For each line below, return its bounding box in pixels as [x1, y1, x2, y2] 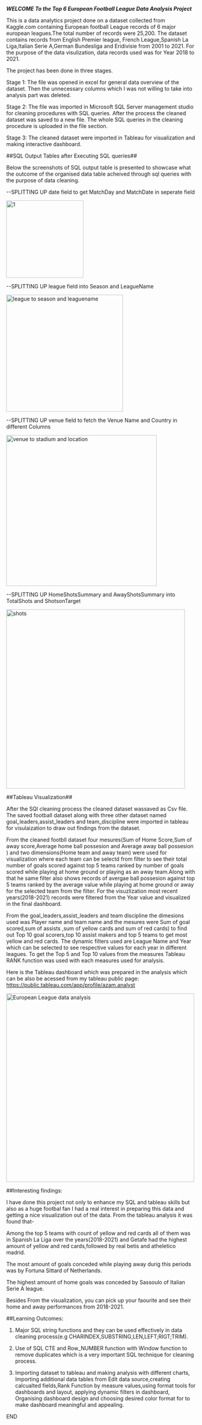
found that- [6, 1218, 34, 1225]
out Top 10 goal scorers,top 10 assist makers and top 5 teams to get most [6, 931, 188, 938]
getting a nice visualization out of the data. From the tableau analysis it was [6, 1211, 193, 1219]
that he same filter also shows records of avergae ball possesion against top [6, 875, 195, 882]
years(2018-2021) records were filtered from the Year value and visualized [6, 894, 191, 901]
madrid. [6, 1249, 26, 1256]
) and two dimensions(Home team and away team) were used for [6, 849, 167, 856]
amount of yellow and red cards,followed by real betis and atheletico [6, 1243, 176, 1249]
